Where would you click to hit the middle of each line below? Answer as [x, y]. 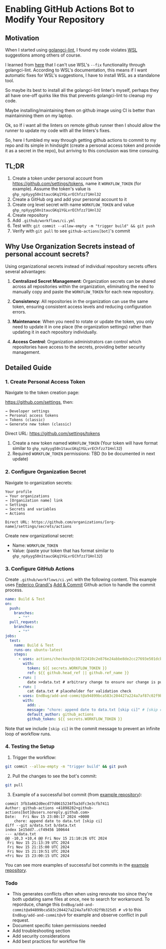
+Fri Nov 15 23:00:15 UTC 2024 [37, 856]
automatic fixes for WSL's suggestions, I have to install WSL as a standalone [83, 75]
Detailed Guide [28, 368]
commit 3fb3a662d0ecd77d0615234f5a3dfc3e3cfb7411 [57, 804]
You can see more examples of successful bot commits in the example [77, 865]
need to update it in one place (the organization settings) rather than [82, 326]
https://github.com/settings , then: [39, 402]
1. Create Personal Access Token [45, 381]
